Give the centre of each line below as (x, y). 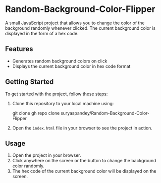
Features (19, 49)
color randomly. (28, 166)
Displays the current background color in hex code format (71, 66)
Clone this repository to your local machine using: (63, 103)
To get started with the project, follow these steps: (56, 94)
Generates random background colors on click (60, 61)
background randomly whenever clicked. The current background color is (80, 28)
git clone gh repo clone (36, 113)
